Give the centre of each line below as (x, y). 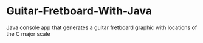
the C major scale (28, 33)
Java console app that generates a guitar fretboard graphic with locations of (102, 27)
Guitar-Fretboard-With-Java (79, 11)
